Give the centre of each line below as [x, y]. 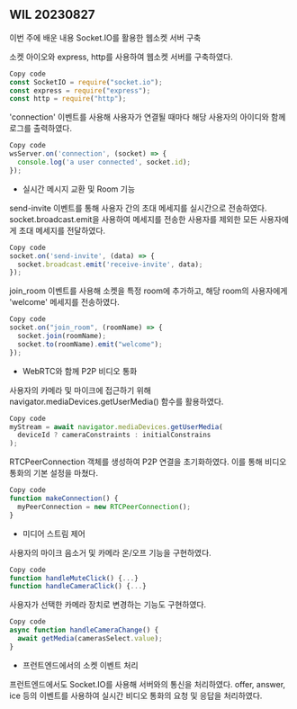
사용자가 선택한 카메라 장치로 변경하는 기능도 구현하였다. [108, 605]
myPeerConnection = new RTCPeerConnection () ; [104, 507]
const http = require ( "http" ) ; [68, 99]
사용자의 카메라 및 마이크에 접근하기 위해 [80, 390]
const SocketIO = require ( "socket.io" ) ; [86, 82]
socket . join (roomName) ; [62, 337]
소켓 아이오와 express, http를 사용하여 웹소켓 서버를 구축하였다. [121, 57]
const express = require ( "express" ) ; [80, 90]
